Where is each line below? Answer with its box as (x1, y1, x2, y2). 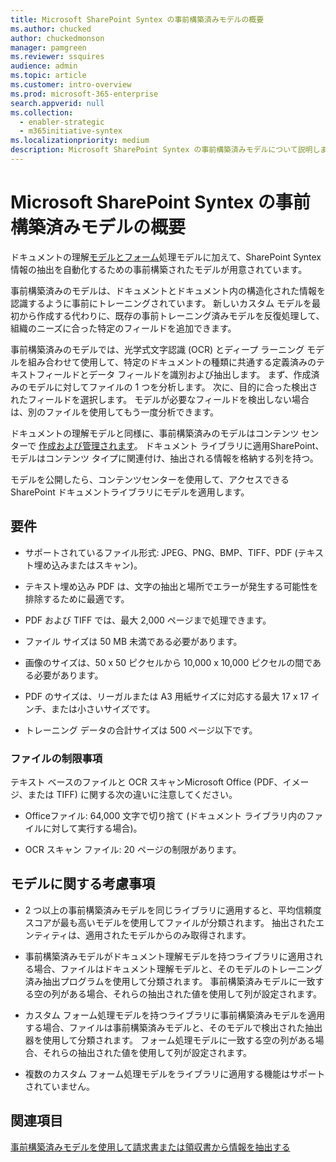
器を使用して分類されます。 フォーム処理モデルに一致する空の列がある (24, 1034, 316, 1046)
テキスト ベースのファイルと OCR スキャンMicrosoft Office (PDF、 (10, 776, 283, 788)
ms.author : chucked (10, 24, 92, 34)
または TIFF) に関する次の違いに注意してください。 (27, 788, 238, 800)
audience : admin (10, 61, 78, 71)
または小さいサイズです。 (50, 702, 156, 715)
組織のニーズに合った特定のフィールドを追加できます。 (10, 322, 237, 334)
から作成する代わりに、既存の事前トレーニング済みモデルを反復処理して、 (18, 309, 325, 321)
